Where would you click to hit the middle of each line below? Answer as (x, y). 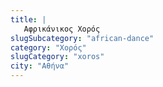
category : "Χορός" (48, 47)
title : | (28, 19)
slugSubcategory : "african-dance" (82, 38)
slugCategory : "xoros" (57, 57)
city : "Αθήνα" (40, 66)
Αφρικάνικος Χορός (62, 29)
